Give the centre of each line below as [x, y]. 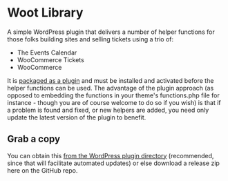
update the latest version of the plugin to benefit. [77, 117]
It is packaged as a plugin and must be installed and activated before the [111, 80]
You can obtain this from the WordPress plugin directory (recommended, [111, 155]
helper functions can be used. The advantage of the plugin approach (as [111, 88]
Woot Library [45, 13]
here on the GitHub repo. [42, 170]
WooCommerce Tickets [50, 59]
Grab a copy [34, 139]
